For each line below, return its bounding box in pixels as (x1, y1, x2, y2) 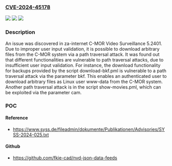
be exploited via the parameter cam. (5, 89, 82, 95)
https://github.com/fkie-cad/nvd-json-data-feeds (12, 155, 118, 161)
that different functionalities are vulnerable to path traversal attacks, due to (5, 56, 164, 63)
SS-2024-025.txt (12, 132, 49, 138)
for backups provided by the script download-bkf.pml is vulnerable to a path (5, 68, 167, 74)
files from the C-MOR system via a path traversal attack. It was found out (5, 51, 160, 57)
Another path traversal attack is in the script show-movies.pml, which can (5, 84, 161, 90)
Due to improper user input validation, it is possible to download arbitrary (5, 46, 160, 52)
